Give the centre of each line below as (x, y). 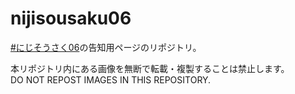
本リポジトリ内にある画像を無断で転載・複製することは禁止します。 (150, 68)
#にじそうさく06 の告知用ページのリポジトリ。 (106, 47)
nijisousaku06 (71, 18)
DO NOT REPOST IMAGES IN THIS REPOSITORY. (111, 79)
